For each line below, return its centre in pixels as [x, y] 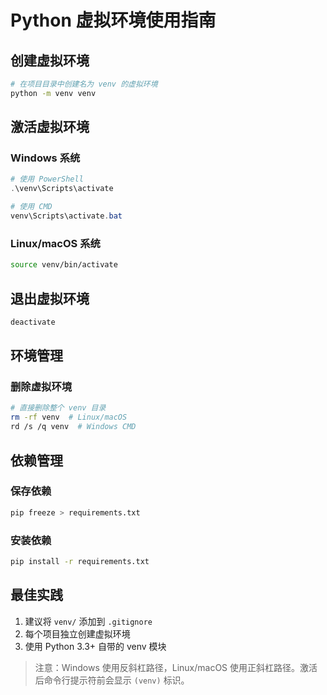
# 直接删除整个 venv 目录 [58, 408]
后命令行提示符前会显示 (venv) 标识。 [112, 680]
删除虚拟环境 [41, 387]
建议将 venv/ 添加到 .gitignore [88, 621]
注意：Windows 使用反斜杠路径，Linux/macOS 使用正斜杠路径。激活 [176, 667]
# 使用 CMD [31, 207]
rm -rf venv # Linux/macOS [69, 417]
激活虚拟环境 [50, 127]
